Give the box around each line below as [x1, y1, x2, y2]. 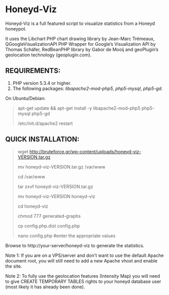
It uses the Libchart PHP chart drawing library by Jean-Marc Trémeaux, [5, 36, 155, 42]
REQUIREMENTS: [5, 67, 61, 75]
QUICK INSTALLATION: [5, 135, 80, 144]
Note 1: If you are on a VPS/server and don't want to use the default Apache [5, 252, 164, 258]
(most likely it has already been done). [5, 283, 85, 290]
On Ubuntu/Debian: [5, 95, 46, 101]
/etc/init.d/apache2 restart [17, 120, 73, 126]
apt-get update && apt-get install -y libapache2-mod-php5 [17, 105, 141, 111]
